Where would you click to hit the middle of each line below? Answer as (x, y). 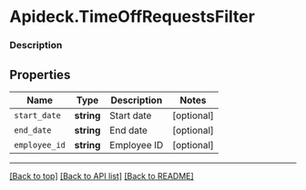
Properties (40, 75)
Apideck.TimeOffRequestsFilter (132, 17)
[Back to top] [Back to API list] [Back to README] (102, 175)
